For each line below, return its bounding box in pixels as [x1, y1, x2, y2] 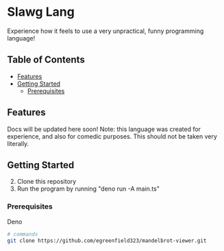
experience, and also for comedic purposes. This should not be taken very [7, 132, 218, 141]
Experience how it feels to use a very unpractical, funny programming [7, 27, 204, 35]
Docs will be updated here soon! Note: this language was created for [7, 125, 201, 133]
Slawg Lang [7, 4, 75, 20]
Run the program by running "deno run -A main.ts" [16, 184, 160, 193]
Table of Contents [7, 54, 86, 66]
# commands [7, 230, 38, 237]
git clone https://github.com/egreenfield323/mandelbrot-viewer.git [7, 237, 207, 244]
